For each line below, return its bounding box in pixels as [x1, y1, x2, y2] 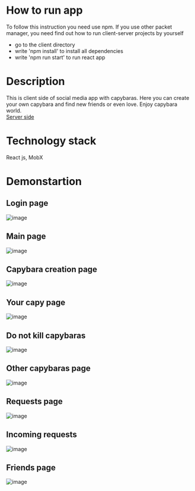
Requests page [6, 396, 63, 406]
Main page [6, 232, 46, 242]
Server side [6, 113, 34, 120]
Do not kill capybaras [6, 330, 86, 340]
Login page [6, 198, 49, 208]
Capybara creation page [6, 264, 98, 274]
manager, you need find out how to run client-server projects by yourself [6, 29, 184, 36]
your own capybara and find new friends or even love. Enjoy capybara [6, 101, 178, 108]
